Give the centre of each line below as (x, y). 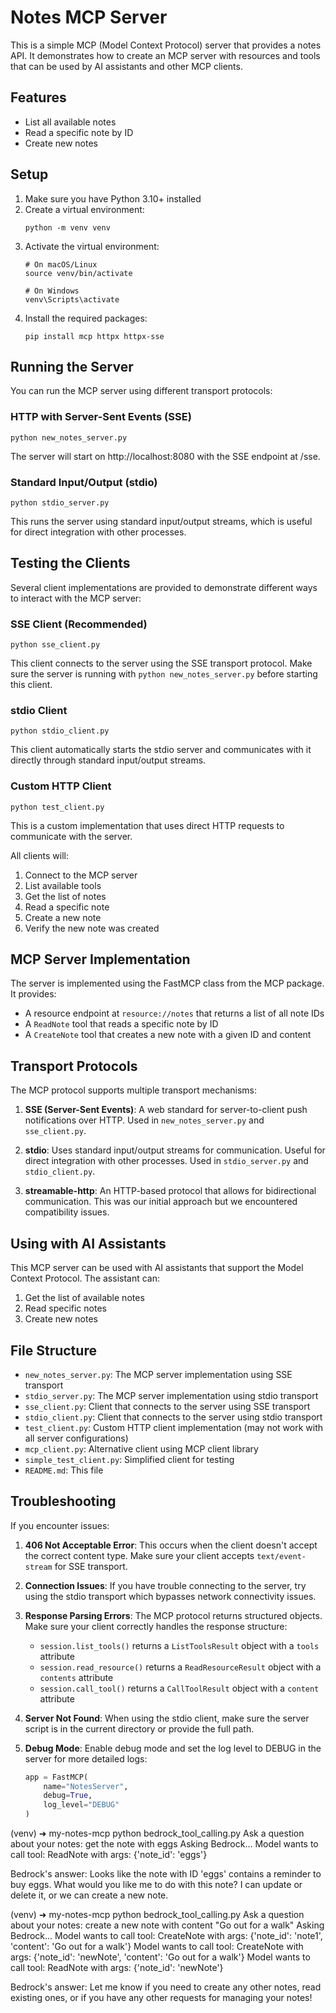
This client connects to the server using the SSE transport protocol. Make (161, 663)
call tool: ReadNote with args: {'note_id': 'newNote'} (117, 1968)
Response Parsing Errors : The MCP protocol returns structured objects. (173, 1615)
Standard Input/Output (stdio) (84, 482)
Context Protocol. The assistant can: (85, 1278)
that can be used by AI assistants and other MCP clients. (126, 66)
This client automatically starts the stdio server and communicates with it (161, 750)
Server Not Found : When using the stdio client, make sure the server (167, 1718)
